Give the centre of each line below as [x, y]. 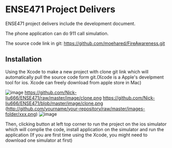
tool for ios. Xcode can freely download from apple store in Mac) [73, 82]
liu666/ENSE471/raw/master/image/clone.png [53, 97]
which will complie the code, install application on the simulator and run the [85, 129]
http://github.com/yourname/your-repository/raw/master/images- [76, 109]
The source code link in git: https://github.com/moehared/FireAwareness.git [85, 43]
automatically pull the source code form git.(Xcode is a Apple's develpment [84, 77]
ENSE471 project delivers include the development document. [70, 23]
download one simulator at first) [39, 140]
